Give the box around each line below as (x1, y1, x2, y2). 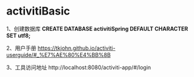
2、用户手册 (6, 44, 36, 52)
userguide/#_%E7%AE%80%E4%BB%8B (6, 51, 111, 58)
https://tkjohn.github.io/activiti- (37, 44, 116, 52)
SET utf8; (6, 32, 31, 39)
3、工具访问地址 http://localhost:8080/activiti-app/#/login (6, 64, 151, 71)
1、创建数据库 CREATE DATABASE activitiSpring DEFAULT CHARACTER (6, 25, 189, 32)
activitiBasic (6, 4, 71, 18)
